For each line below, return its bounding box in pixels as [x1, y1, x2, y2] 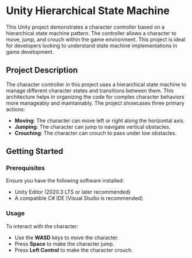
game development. [6, 48, 54, 55]
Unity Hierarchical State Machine [6, 4, 170, 18]
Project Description [6, 66, 78, 75]
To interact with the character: [6, 222, 79, 229]
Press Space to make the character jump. [14, 240, 115, 247]
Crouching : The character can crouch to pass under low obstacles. [14, 129, 177, 136]
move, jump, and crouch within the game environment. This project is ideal [6, 36, 186, 43]
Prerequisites [6, 164, 45, 172]
